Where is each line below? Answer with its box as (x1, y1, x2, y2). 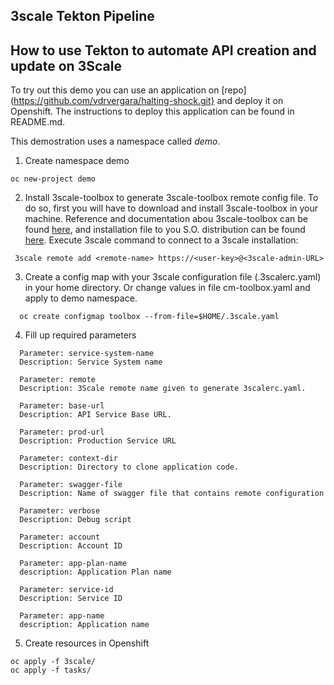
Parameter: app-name (19, 611, 105, 621)
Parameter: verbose (19, 506, 101, 516)
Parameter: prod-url (19, 427, 105, 438)
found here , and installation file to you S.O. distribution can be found (24, 224, 306, 236)
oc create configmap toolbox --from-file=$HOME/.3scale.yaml (19, 312, 280, 322)
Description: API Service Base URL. (19, 410, 172, 420)
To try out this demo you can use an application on (10, 84, 220, 96)
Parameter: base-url (19, 401, 105, 411)
